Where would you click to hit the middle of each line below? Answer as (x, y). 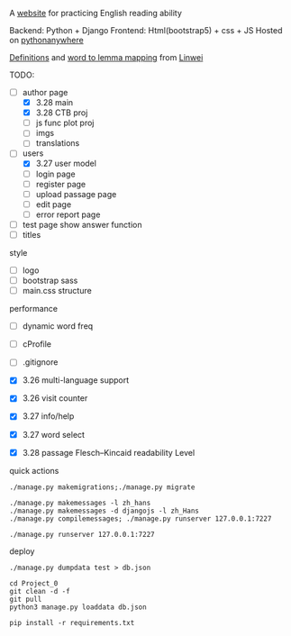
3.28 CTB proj (62, 113)
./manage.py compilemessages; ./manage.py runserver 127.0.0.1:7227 (141, 518)
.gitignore (40, 362)
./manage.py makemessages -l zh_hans (80, 503)
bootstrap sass (50, 280)
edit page (54, 204)
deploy (22, 551)
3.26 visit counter (55, 398)
